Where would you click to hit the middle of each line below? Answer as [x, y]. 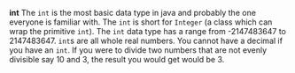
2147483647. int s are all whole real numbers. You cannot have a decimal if [146, 40]
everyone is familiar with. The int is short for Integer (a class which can [141, 22]
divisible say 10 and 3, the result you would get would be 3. [117, 59]
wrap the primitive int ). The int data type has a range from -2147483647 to [147, 31]
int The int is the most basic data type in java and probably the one [133, 13]
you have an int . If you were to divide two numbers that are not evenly [138, 50]
